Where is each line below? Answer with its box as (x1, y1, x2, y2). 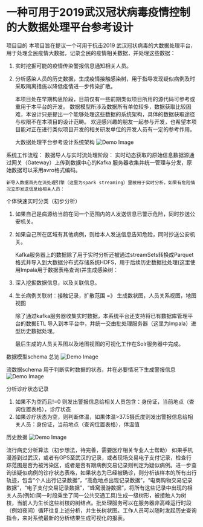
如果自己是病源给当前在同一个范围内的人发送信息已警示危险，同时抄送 (14, 210, 190, 218)
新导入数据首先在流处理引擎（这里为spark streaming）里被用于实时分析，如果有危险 (6, 179, 191, 186)
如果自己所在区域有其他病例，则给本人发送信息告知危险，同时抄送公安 (14, 230, 190, 238)
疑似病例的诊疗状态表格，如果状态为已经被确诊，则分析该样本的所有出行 (16, 469, 197, 476)
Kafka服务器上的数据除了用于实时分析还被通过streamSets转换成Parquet (14, 251, 194, 258)
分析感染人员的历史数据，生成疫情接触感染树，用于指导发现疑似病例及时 (14, 75, 195, 82)
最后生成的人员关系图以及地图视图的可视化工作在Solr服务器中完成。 (14, 340, 184, 348)
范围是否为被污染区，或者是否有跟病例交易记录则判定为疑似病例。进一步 (11, 461, 192, 468)
